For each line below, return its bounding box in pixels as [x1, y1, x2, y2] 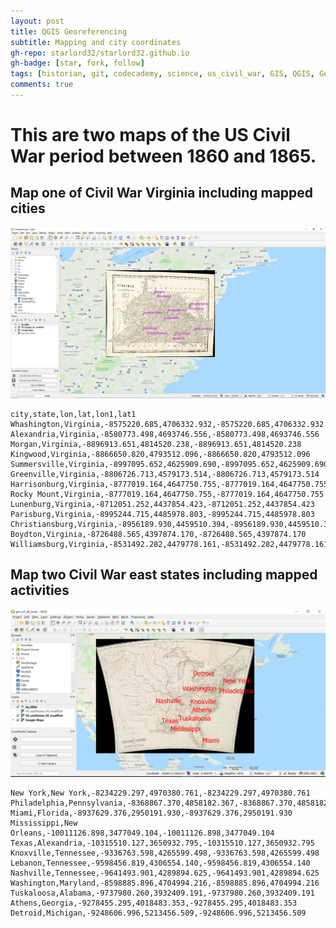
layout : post [10, 16, 65, 26]
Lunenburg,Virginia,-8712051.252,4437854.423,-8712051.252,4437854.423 [10, 499, 315, 509]
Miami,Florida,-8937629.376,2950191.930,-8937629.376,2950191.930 [10, 808, 293, 819]
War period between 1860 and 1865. [10, 145, 317, 168]
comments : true [10, 80, 74, 90]
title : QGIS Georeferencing [10, 26, 128, 37]
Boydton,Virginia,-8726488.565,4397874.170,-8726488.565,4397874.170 [10, 529, 307, 539]
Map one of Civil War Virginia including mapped [10, 185, 314, 202]
